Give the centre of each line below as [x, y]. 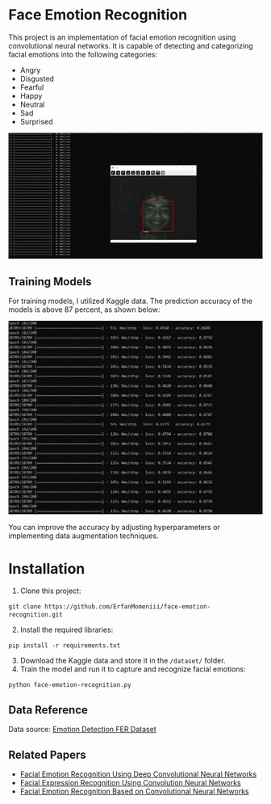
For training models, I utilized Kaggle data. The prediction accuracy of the [130, 301]
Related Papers [47, 754]
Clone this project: [50, 591]
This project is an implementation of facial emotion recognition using [122, 37]
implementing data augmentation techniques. [83, 536]
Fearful [32, 87]
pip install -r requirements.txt [65, 646]
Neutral [32, 104]
